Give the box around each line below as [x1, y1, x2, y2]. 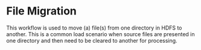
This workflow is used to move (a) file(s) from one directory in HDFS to [6, 24, 182, 31]
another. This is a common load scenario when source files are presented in [6, 30, 195, 37]
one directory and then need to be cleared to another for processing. [6, 37, 177, 44]
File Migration [6, 4, 77, 18]
